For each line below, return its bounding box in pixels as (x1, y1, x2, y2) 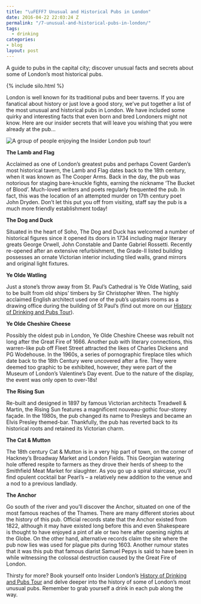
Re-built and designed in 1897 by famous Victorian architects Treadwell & (6, 399, 187, 406)
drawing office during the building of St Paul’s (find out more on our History (6, 302, 192, 309)
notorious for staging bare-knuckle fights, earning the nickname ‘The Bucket (6, 179, 195, 186)
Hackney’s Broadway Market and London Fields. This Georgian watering (6, 454, 184, 462)
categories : (6, 37, 36, 43)
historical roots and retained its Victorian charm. (6, 424, 125, 432)
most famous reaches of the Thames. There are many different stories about (6, 509, 195, 517)
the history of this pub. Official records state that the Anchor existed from (6, 515, 187, 523)
